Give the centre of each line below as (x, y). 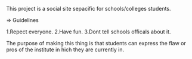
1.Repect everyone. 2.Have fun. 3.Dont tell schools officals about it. (89, 32)
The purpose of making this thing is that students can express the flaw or (96, 43)
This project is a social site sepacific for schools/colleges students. (89, 9)
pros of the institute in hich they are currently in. (65, 49)
